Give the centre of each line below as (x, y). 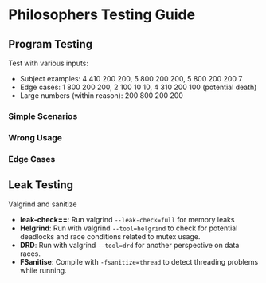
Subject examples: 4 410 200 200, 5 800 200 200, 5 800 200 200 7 (131, 79)
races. (30, 254)
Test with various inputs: (49, 63)
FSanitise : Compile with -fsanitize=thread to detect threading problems (139, 261)
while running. (43, 270)
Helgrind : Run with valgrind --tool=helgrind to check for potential (129, 228)
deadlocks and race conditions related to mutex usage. (110, 236)
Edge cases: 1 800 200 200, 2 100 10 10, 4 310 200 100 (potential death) (138, 87)
